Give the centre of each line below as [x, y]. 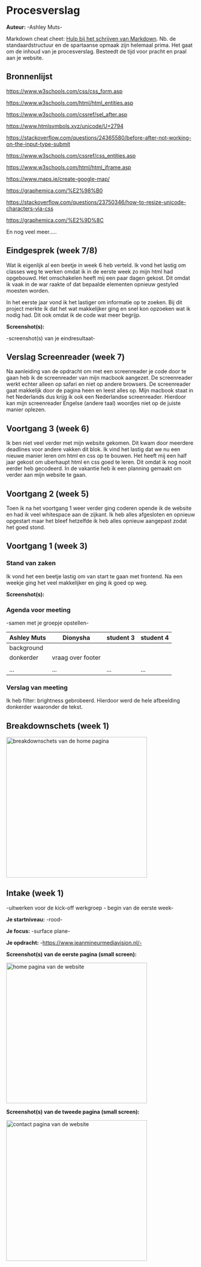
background [26, 647]
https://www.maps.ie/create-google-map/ [58, 179]
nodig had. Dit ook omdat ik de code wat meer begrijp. [73, 315]
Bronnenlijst [29, 76]
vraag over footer [76, 657]
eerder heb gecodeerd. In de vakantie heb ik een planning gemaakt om [94, 469]
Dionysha [76, 638]
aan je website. [25, 58]
